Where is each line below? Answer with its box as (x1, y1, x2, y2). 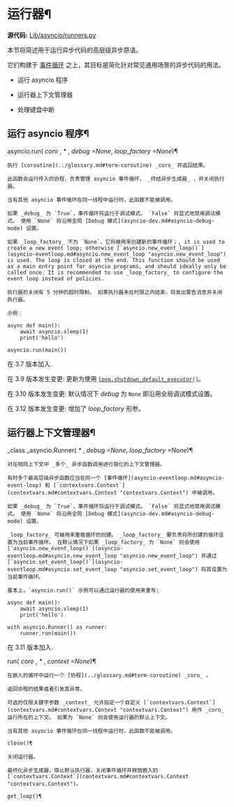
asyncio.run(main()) (7, 346, 68, 354)
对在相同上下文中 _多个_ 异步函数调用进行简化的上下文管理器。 (7, 460, 166, 468)
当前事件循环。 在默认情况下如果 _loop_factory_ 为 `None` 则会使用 (17, 539, 200, 546)
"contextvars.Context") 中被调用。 (119, 489, 218, 496)
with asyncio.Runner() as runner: (7, 623, 108, 630)
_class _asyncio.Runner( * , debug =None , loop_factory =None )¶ (7, 446, 193, 454)
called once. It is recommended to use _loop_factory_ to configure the (7, 269, 224, 276)
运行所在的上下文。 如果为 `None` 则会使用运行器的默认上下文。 (7, 714, 171, 721)
